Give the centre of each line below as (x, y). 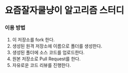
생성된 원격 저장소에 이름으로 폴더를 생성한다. (57, 46)
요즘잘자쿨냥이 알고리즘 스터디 (65, 10)
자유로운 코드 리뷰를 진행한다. (42, 65)
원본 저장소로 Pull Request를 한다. (46, 59)
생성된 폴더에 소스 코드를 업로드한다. (48, 53)
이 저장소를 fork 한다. (33, 40)
